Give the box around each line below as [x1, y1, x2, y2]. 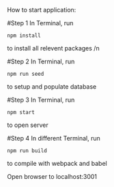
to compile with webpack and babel [7, 160, 107, 167]
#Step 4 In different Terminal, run [7, 134, 100, 142]
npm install [7, 32, 41, 39]
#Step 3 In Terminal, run [7, 96, 75, 104]
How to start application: [7, 6, 76, 14]
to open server [7, 121, 49, 129]
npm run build [7, 147, 48, 154]
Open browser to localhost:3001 [7, 173, 98, 180]
